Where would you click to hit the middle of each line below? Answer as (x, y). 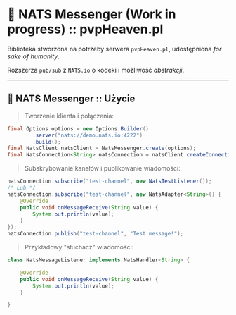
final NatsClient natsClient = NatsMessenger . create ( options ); (102, 148)
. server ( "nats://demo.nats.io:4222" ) (87, 135)
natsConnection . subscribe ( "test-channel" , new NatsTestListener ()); (110, 181)
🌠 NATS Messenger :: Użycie (71, 99)
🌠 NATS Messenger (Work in (92, 14)
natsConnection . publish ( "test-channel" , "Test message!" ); (96, 234)
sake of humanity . (33, 56)
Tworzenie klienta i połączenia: (69, 116)
